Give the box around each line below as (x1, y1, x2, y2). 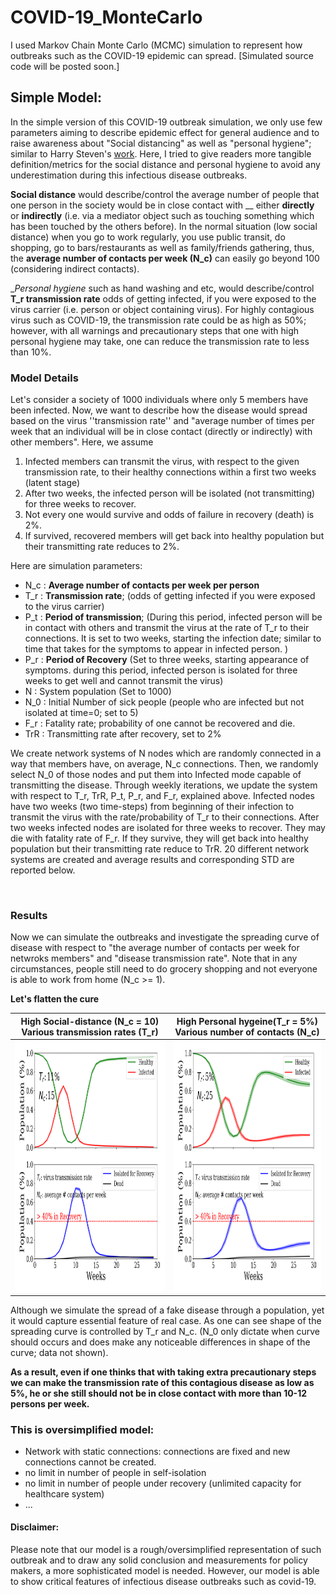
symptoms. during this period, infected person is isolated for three (24, 664, 298, 676)
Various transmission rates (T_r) (21, 1026, 159, 1038)
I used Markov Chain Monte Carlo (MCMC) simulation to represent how (10, 39, 303, 51)
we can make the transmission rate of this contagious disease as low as (10, 1376, 315, 1388)
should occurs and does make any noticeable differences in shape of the (10, 1336, 311, 1348)
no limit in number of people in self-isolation (24, 1466, 207, 1478)
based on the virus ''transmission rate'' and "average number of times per (10, 415, 315, 427)
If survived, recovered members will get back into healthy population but (24, 530, 325, 542)
